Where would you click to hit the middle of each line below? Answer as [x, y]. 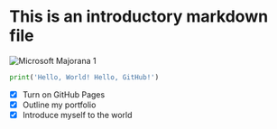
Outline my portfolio [59, 105]
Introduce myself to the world [77, 115]
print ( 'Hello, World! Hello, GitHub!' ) [84, 77]
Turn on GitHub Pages [64, 94]
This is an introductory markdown [139, 17]
